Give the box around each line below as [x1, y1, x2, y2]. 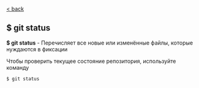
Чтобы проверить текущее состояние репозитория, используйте [6, 57, 176, 65]
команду [6, 64, 29, 71]
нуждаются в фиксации [6, 45, 68, 53]
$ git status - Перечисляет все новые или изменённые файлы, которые [6, 39, 193, 46]
